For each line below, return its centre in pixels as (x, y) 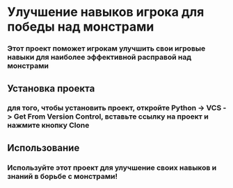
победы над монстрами (81, 27)
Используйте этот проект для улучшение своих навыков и (112, 167)
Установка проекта (51, 88)
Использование (43, 147)
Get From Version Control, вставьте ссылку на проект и (111, 117)
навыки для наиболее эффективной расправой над (99, 58)
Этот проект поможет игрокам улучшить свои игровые (106, 49)
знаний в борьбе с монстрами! (63, 176)
